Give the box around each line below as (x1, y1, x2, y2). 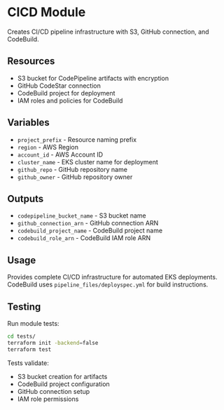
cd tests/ (7, 333, 36, 340)
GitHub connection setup (17, 387, 90, 395)
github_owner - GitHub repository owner (17, 173, 133, 181)
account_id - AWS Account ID (17, 150, 104, 159)
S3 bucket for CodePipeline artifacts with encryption (17, 74, 169, 82)
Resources (7, 55, 55, 67)
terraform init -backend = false (7, 339, 99, 346)
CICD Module (7, 4, 86, 20)
